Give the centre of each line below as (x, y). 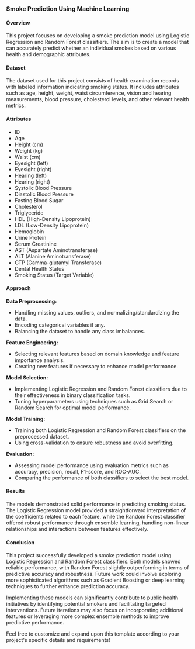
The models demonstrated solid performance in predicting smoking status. (96, 504)
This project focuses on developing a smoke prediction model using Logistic (98, 36)
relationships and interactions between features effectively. (77, 529)
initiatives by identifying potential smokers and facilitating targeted (86, 604)
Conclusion (20, 542)
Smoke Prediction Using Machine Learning (68, 9)
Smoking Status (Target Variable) (54, 275)
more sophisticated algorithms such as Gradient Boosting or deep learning (96, 580)
